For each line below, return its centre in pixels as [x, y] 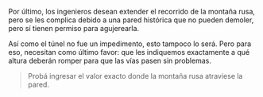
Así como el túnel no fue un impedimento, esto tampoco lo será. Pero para [130, 44]
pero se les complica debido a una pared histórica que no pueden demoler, [131, 20]
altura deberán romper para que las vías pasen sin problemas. [110, 60]
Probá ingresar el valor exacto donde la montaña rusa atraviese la [135, 76]
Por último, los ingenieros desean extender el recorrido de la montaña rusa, [132, 12]
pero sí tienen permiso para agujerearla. [74, 28]
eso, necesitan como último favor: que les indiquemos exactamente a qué [129, 52]
